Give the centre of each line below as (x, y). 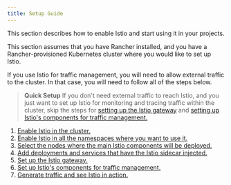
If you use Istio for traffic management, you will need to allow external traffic (116, 75)
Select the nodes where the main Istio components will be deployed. (114, 145)
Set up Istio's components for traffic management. (89, 167)
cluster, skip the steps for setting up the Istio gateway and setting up (122, 110)
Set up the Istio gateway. (52, 160)
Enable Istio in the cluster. (54, 130)
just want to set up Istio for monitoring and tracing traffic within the (119, 103)
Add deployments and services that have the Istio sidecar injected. (112, 153)
